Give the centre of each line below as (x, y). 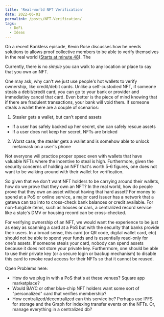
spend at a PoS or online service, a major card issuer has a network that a (80, 197)
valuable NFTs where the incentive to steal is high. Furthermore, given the (80, 161)
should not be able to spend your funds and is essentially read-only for (77, 238)
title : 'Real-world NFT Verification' (45, 10)
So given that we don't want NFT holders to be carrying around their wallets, (82, 181)
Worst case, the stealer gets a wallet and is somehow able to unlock (81, 141)
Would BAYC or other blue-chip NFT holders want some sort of (76, 288)
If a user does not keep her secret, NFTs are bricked (65, 132)
